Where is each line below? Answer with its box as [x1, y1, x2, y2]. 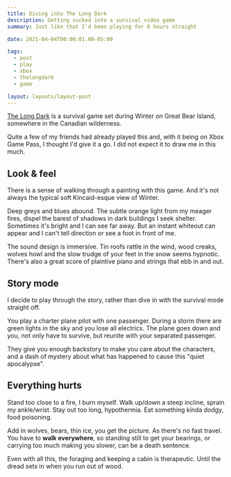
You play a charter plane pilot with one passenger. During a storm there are [7, 317, 222, 325]
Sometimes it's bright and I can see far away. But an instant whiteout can [7, 221, 216, 230]
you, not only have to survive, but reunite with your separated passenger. [7, 331, 216, 340]
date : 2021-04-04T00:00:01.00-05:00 [7, 35, 113, 42]
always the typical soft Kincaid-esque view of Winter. [7, 194, 160, 202]
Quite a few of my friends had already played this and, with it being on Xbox [7, 133, 224, 141]
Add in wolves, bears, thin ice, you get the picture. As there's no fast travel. [7, 426, 222, 435]
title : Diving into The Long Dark [7, 10, 108, 17]
